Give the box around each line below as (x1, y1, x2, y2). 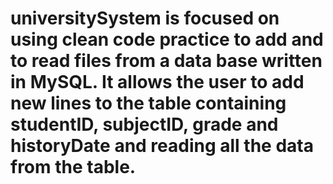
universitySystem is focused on (10, 7, 280, 30)
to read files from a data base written (10, 50, 323, 72)
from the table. (10, 156, 137, 179)
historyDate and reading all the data (10, 135, 314, 157)
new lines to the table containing (10, 92, 287, 115)
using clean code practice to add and (10, 28, 324, 51)
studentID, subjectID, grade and (10, 113, 279, 136)
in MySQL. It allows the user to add (10, 71, 305, 94)
